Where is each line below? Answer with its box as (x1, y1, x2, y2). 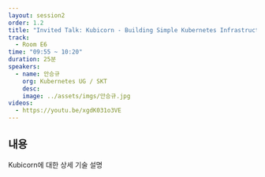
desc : (22, 84, 41, 93)
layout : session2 (8, 11, 65, 20)
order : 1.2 (8, 19, 44, 27)
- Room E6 (15, 41, 47, 49)
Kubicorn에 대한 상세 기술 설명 (8, 160, 103, 169)
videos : (8, 99, 34, 107)
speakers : (8, 63, 41, 71)
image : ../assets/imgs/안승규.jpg (22, 92, 131, 100)
